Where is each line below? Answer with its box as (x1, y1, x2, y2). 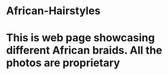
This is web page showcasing (6, 31, 156, 45)
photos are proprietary (6, 56, 121, 70)
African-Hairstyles (6, 4, 101, 18)
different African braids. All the (6, 44, 163, 57)
